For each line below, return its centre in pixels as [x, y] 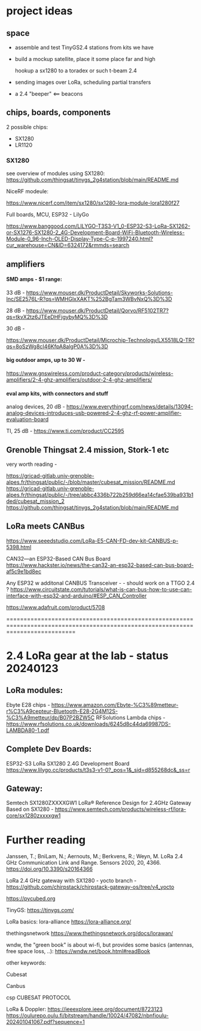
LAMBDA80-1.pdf [28, 730]
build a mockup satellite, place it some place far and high [85, 59]
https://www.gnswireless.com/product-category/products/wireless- [90, 373]
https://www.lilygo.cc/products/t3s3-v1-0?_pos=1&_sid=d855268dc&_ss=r [98, 770]
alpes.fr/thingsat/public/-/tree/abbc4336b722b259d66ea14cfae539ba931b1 [100, 495]
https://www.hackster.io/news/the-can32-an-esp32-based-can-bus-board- [100, 565]
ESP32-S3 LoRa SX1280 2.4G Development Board [68, 763]
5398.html [19, 547]
